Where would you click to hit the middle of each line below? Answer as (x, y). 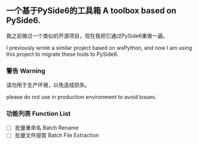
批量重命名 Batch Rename (47, 128)
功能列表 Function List (38, 114)
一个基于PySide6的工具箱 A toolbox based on (91, 11)
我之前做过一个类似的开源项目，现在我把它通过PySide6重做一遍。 (87, 35)
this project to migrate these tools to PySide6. (62, 54)
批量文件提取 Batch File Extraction (57, 135)
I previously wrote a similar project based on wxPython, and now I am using (99, 47)
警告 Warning (26, 71)
